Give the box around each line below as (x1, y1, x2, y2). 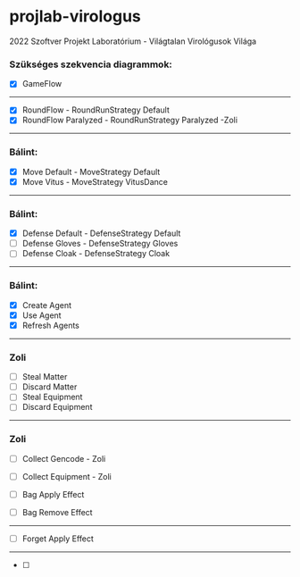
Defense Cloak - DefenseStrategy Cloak (21, 248, 171, 259)
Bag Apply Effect (21, 489, 85, 499)
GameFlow (21, 79, 62, 89)
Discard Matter (21, 381, 78, 392)
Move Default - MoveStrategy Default (21, 166, 161, 177)
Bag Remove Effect (21, 506, 93, 517)
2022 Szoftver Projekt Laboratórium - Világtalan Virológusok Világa (9, 36, 257, 46)
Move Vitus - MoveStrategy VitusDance (21, 176, 168, 187)
